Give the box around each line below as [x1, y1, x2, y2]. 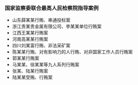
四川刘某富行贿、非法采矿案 [12, 42, 71, 49]
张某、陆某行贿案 [12, 68, 48, 74]
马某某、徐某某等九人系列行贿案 [12, 62, 79, 68]
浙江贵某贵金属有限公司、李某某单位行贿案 [12, 23, 102, 30]
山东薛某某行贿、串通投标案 [12, 17, 71, 23]
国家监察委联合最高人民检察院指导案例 [5, 4, 99, 11]
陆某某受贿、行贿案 [12, 74, 53, 80]
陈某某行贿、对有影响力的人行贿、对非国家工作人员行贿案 [12, 49, 133, 55]
